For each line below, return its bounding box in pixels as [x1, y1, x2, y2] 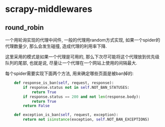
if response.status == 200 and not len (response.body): [23, 94, 141, 99]
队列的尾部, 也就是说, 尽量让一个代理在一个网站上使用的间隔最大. [5, 60, 137, 65]
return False [23, 103, 50, 109]
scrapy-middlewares [5, 3, 93, 15]
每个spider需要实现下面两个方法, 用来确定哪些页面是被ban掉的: [5, 70, 134, 76]
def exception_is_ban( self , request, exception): [14, 113, 119, 118]
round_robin [5, 23, 44, 32]
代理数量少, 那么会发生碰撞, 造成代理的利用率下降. [5, 43, 107, 49]
